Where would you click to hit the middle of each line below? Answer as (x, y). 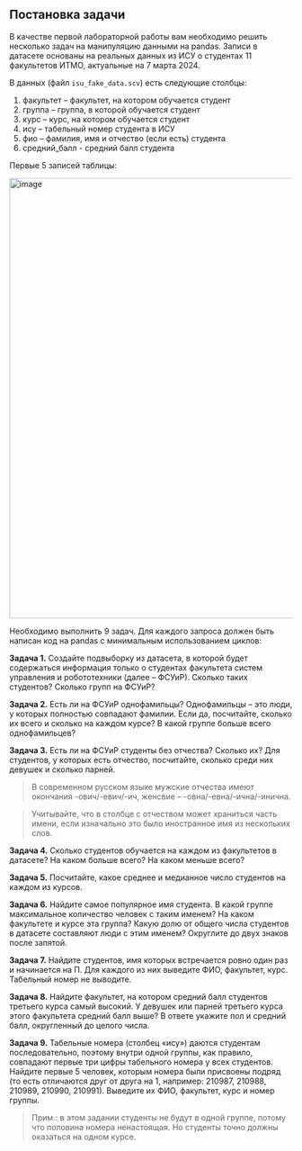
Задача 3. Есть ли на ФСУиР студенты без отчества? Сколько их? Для (145, 750)
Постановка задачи (67, 15)
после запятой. (38, 942)
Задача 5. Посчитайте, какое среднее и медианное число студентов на (147, 877)
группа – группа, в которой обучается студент (111, 109)
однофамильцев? (43, 733)
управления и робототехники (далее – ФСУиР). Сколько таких (129, 677)
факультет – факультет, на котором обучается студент (126, 100)
